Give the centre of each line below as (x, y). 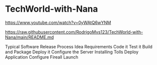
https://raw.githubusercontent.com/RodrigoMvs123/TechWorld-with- (74, 32)
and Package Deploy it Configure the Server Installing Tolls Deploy (72, 52)
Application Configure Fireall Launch (42, 57)
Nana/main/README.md (29, 37)
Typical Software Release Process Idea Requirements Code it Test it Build (79, 46)
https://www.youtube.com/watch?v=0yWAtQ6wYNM (58, 22)
